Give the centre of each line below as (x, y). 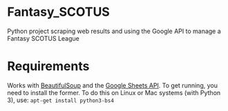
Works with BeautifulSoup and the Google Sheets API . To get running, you (112, 85)
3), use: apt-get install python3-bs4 (60, 100)
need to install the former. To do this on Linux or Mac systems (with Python (114, 92)
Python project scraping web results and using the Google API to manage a (114, 31)
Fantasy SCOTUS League (43, 38)
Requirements (48, 67)
